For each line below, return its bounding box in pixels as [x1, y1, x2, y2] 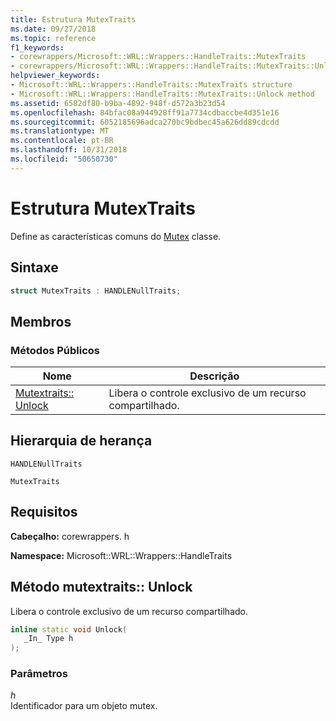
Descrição [189, 369, 240, 383]
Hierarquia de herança [10, 432, 153, 450]
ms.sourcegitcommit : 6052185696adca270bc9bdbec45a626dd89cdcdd [10, 117, 280, 127]
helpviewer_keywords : [10, 71, 101, 81]
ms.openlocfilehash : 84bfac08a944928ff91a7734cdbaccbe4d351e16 [10, 107, 280, 118]
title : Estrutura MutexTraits [10, 14, 137, 25]
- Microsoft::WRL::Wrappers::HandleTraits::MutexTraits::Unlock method [10, 89, 315, 99]
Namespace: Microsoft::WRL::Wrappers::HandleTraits [10, 549, 233, 561]
